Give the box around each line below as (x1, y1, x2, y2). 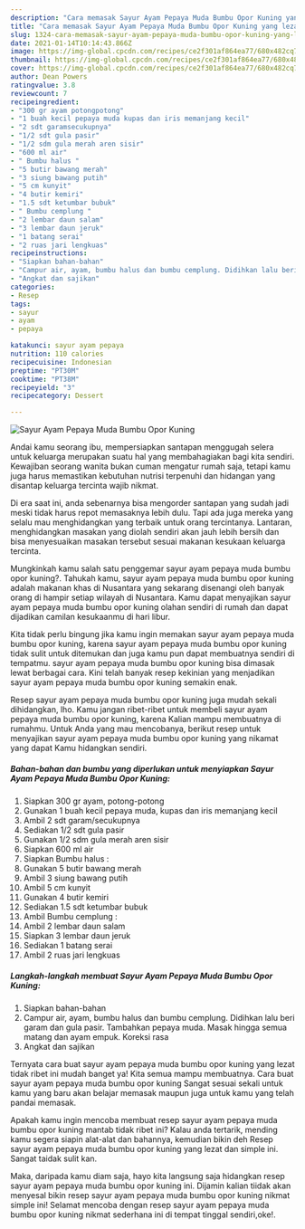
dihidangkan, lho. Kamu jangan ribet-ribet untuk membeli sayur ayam (10, 704, 268, 715)
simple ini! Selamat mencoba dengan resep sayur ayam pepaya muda (10, 1200, 270, 1211)
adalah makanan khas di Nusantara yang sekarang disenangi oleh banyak (10, 583, 285, 594)
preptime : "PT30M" (10, 366, 80, 376)
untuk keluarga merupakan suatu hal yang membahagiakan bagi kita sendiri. (10, 452, 295, 462)
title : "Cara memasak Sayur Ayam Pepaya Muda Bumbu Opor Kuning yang (10, 22, 279, 31)
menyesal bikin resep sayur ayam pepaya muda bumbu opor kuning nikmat (10, 1190, 291, 1201)
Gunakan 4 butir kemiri (23, 892, 110, 903)
